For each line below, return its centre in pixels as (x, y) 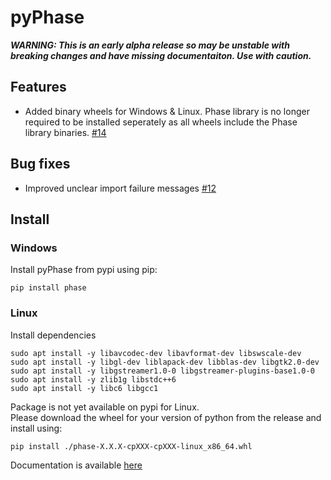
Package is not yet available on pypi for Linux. (105, 407)
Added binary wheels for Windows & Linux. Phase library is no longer (167, 111)
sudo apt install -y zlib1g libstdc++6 (93, 379)
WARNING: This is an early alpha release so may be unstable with (150, 45)
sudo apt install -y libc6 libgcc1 (84, 388)
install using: (36, 428)
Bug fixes (40, 164)
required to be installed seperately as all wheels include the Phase (161, 122)
